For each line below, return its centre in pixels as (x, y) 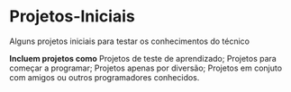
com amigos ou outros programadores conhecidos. (105, 77)
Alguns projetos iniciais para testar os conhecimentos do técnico (130, 41)
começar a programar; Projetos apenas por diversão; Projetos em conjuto (145, 68)
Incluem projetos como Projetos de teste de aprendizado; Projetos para (143, 58)
